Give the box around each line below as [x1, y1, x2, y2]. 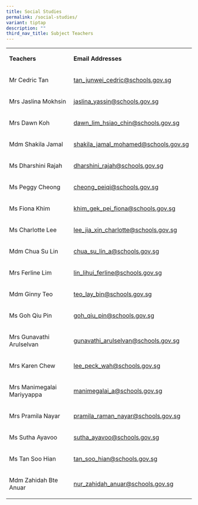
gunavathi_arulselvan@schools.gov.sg [73, 337, 180, 345]
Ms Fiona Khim [9, 204, 50, 213]
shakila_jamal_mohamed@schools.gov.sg [73, 140, 189, 148]
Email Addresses [73, 54, 122, 63]
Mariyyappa [9, 390, 42, 399]
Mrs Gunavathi [9, 333, 50, 341]
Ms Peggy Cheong [9, 183, 61, 191]
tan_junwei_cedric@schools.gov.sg [73, 76, 172, 84]
